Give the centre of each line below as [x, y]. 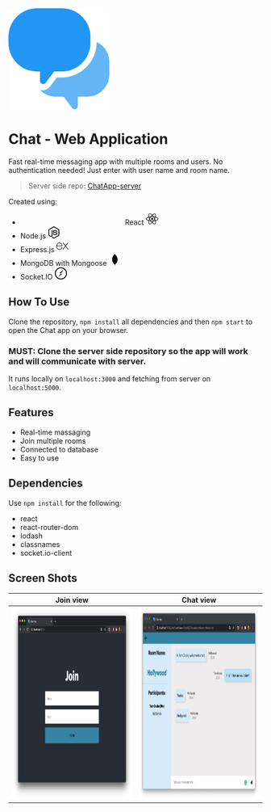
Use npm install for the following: [65, 503]
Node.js [33, 236]
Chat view [199, 600]
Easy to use [39, 458]
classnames [40, 544]
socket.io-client [46, 553]
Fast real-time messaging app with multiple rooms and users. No [116, 162]
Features [31, 412]
